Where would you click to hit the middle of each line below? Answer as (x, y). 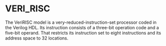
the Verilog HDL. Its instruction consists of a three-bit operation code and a (82, 27)
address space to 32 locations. (37, 38)
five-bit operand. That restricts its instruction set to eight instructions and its (83, 33)
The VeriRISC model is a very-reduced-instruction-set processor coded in (81, 22)
